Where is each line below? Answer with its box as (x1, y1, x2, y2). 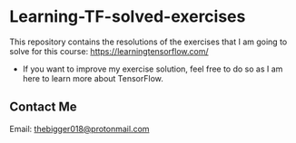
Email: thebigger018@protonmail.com (9, 123, 150, 134)
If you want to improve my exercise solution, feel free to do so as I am (22, 63, 283, 74)
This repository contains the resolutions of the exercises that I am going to (9, 36, 288, 47)
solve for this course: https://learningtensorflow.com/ (9, 45, 209, 56)
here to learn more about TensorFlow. (22, 72, 163, 83)
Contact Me (9, 100, 77, 115)
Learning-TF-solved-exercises (9, 6, 246, 27)
